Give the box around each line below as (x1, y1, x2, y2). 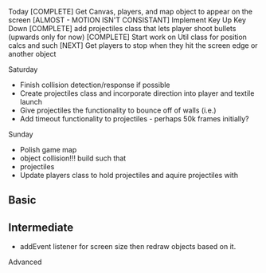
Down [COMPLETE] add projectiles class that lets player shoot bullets (8, 24, 237, 33)
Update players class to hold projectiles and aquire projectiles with (19, 171, 239, 180)
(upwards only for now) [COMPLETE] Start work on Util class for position (8, 32, 247, 42)
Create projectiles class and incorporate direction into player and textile (19, 89, 255, 98)
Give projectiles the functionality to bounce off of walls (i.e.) (19, 105, 217, 115)
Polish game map (19, 145, 77, 154)
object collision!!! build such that (19, 153, 127, 163)
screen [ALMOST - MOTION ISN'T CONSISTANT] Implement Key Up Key (8, 15, 247, 25)
